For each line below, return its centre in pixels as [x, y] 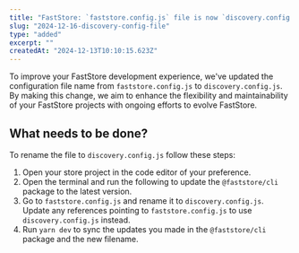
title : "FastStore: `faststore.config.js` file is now [114, 17]
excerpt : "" [31, 43]
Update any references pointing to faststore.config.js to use [137, 210]
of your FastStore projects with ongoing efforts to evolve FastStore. [133, 105]
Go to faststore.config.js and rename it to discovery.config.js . [143, 201]
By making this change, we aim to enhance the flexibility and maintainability [149, 96]
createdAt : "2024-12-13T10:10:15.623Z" [84, 51]
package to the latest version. [77, 191]
